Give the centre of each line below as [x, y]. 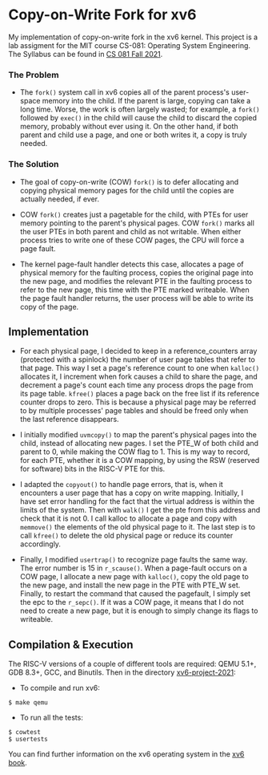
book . [18, 763]
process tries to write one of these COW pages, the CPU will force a [132, 240]
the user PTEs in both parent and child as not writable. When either [130, 231]
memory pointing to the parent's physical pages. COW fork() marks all [137, 223]
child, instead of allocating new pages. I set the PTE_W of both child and [139, 444]
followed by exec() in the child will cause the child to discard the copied [138, 118]
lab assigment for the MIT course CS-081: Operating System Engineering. [129, 45]
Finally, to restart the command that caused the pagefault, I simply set [135, 594]
